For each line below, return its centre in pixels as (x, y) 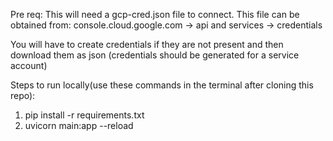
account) (29, 65)
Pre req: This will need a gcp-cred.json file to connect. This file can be (155, 14)
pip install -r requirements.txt (84, 115)
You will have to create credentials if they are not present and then (147, 44)
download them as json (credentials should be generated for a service (155, 55)
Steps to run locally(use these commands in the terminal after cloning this (162, 85)
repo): (23, 95)
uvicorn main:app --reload (79, 125)
